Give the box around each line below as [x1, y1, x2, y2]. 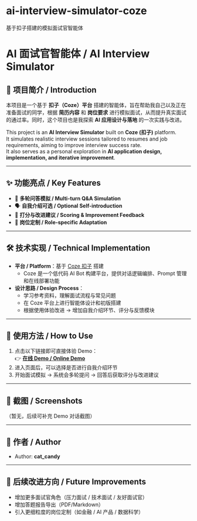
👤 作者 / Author [6, 437, 62, 447]
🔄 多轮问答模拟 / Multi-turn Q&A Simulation [14, 195, 121, 202]
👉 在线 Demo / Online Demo [14, 355, 86, 362]
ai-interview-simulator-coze [6, 4, 148, 18]
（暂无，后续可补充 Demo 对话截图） [6, 413, 96, 420]
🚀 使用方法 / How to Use [6, 330, 93, 340]
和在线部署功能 [23, 277, 60, 284]
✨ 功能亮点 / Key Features [6, 178, 101, 188]
